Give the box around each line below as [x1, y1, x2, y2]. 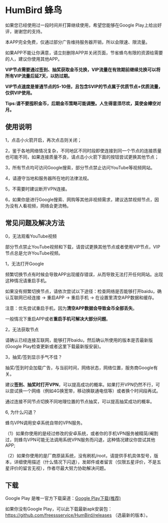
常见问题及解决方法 [5, 219, 65, 227]
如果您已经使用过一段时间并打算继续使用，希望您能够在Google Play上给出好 [5, 22, 162, 28]
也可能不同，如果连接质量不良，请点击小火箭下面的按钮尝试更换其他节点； [5, 154, 159, 160]
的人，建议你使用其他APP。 [5, 56, 63, 62]
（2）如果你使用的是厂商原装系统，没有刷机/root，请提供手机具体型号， [5, 452, 154, 458]
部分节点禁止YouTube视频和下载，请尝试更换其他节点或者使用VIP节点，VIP [5, 243, 160, 249]
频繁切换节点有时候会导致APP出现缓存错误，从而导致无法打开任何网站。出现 [5, 271, 163, 277]
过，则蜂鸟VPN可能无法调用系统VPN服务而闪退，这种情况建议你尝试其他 [5, 436, 155, 442]
